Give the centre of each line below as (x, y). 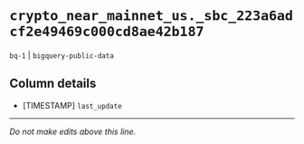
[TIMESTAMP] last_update (72, 105)
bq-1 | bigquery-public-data (62, 55)
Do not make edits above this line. (73, 131)
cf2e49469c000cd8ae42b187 (107, 32)
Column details (53, 84)
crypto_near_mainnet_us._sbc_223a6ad (152, 16)
